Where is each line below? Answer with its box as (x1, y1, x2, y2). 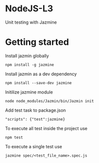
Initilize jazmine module (5, 89, 53, 95)
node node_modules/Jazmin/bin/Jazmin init (5, 98, 94, 103)
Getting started (5, 36, 69, 48)
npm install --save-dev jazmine (5, 80, 72, 85)
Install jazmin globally (5, 53, 49, 59)
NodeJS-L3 (5, 3, 53, 14)
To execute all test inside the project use (5, 125, 88, 131)
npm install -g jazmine (5, 62, 54, 67)
